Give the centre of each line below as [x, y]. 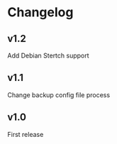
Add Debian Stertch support [49, 55]
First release [26, 134]
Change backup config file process [59, 95]
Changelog [40, 12]
